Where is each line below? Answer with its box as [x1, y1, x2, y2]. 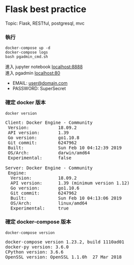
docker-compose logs [5, 50, 49, 55]
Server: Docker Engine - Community [5, 165, 93, 171]
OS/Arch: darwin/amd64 [8, 150, 90, 156]
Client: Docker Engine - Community [5, 119, 93, 125]
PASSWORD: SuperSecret [12, 86, 66, 92]
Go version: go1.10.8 [8, 135, 80, 141]
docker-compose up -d [5, 45, 51, 51]
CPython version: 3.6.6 [5, 249, 64, 255]
